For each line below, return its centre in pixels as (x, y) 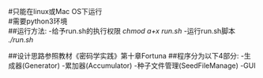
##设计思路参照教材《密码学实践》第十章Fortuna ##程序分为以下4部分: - (126, 56)
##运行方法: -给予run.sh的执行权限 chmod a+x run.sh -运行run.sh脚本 (122, 31)
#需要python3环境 (38, 21)
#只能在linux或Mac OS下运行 (55, 11)
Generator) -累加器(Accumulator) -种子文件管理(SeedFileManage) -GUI (140, 66)
